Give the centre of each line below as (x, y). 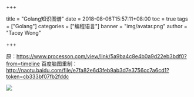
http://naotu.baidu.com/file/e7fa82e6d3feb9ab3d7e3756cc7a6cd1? (88, 70)
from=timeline (23, 63)
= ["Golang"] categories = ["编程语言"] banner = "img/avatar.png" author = (97, 26)
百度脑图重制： (59, 63)
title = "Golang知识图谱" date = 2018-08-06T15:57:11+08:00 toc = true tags (97, 19)
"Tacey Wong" (24, 33)
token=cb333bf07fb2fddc (38, 76)
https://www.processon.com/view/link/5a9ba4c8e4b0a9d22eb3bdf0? (102, 56)
